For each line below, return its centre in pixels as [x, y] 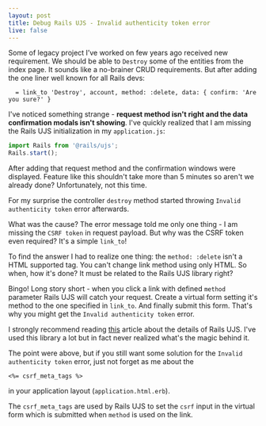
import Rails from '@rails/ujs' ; [63, 146]
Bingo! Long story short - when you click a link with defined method [117, 289]
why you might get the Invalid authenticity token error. [102, 314]
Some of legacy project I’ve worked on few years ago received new [118, 53]
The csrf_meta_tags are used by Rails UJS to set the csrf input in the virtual [132, 406]
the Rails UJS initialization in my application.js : [87, 131]
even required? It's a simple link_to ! [68, 241]
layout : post [30, 15]
